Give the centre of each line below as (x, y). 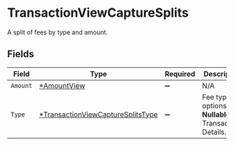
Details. (214, 132)
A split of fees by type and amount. (57, 32)
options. (215, 105)
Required (180, 73)
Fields (21, 54)
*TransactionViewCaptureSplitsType (99, 115)
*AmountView (62, 85)
